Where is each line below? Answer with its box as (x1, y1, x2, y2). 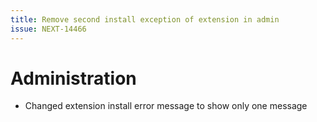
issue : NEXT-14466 (10, 24, 87, 34)
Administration (10, 67, 137, 90)
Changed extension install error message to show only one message (24, 100, 308, 112)
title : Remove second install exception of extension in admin (10, 14, 280, 25)
